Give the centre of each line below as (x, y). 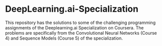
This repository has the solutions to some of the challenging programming (80, 23)
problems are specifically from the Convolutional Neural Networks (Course (81, 33)
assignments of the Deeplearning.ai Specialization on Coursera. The (75, 27)
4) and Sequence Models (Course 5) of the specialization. (64, 38)
